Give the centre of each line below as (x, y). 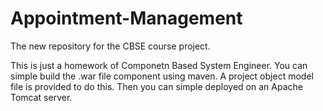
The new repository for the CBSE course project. (110, 46)
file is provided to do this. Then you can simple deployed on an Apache (156, 86)
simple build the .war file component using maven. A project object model (162, 76)
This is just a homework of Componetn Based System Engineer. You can (159, 65)
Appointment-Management (126, 18)
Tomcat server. (41, 97)
